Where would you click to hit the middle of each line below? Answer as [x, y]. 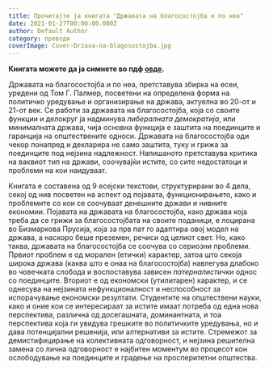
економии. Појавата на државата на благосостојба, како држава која [128, 212]
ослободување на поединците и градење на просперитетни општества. [133, 358]
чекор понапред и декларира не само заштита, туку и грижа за [118, 145]
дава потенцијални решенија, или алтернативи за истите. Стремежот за [133, 332]
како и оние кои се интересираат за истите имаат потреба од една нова [134, 306]
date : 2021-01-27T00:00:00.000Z [63, 23]
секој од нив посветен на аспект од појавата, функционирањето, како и [132, 195]
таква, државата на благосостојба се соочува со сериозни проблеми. [130, 246]
